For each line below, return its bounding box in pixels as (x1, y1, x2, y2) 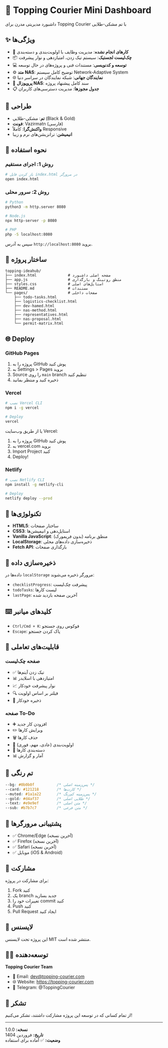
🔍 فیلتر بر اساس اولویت (12, 690, 58, 696)
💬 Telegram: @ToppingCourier (12, 985, 75, 991)
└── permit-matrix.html (14, 321, 64, 326)
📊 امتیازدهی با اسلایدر (12, 675, 54, 681)
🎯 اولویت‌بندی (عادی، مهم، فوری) (12, 742, 74, 748)
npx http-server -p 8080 (5, 218, 57, 223)
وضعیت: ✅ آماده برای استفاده (5, 1037, 61, 1044)
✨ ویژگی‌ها (5, 35, 35, 44)
